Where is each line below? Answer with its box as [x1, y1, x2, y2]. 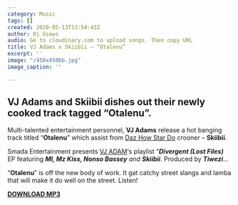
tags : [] [7, 17, 33, 24]
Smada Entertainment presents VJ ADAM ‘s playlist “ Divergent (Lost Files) [7, 147, 224, 156]
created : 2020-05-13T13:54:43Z [7, 23, 100, 31]
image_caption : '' [7, 63, 62, 70]
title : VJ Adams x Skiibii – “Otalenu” [7, 43, 126, 51]
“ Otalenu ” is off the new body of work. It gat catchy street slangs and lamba [7, 169, 232, 177]
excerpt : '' [7, 51, 43, 58]
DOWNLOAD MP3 [7, 190, 61, 199]
